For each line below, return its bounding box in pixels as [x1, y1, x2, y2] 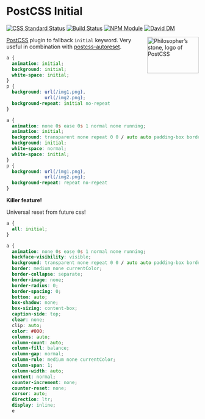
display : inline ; [12, 402, 56, 409]
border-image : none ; [12, 277, 64, 283]
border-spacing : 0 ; [12, 288, 62, 295]
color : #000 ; [12, 328, 45, 334]
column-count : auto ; [12, 339, 64, 345]
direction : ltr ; [12, 396, 53, 402]
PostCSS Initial [6, 4, 83, 18]
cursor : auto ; [12, 391, 48, 397]
